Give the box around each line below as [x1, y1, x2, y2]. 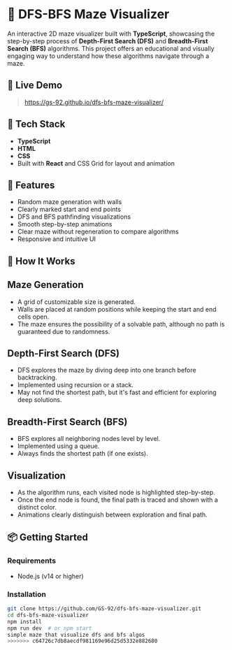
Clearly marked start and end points [17, 205, 121, 214]
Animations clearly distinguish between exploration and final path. [17, 510, 208, 519]
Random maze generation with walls [17, 198, 122, 206]
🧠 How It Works [7, 255, 75, 267]
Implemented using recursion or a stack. [17, 381, 134, 389]
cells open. [17, 312, 50, 321]
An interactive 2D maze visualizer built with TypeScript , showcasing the [7, 29, 215, 38]
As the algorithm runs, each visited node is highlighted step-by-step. [17, 489, 215, 497]
